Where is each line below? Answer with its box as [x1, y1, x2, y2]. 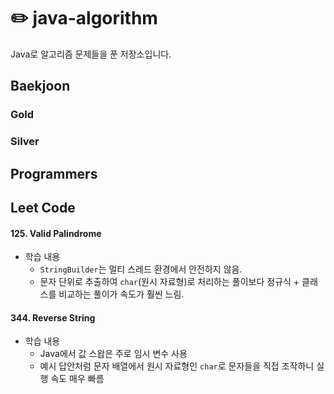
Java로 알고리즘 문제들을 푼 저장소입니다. [10, 48, 172, 60]
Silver [10, 135, 40, 149]
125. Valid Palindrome [10, 227, 102, 239]
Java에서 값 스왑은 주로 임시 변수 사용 [39, 348, 188, 360]
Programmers [10, 165, 98, 182]
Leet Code [10, 199, 76, 216]
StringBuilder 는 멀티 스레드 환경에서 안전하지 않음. [39, 263, 243, 275]
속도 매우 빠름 [50, 373, 105, 385]
